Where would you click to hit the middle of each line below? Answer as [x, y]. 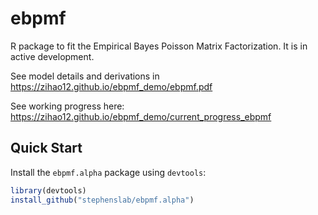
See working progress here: [67, 106]
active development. [52, 56]
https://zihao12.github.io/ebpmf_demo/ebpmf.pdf [111, 86]
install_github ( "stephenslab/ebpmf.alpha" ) [102, 200]
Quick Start [46, 148]
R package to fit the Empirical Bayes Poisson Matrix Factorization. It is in [159, 46]
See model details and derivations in [85, 76]
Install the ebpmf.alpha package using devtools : [108, 172]
